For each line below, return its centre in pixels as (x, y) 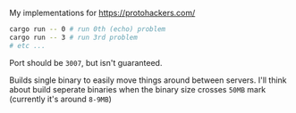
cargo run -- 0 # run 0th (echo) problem (88, 29)
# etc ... (28, 45)
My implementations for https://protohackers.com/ (102, 13)
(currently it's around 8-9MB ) (60, 99)
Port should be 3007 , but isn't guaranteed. (86, 62)
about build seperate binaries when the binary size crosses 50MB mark (138, 89)
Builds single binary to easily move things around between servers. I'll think (148, 80)
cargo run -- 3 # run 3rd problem (74, 37)
